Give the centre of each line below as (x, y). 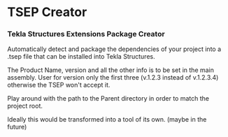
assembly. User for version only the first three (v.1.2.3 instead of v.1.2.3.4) (113, 78)
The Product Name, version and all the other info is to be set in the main (111, 70)
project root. (25, 106)
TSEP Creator (47, 12)
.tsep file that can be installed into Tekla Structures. (81, 57)
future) (17, 127)
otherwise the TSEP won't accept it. (59, 85)
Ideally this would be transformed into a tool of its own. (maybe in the (107, 120)
